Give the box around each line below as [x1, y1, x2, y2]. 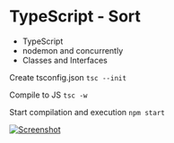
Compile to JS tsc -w [9, 89, 88, 100]
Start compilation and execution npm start [9, 106, 166, 117]
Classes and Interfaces [22, 55, 108, 65]
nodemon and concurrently [22, 45, 124, 55]
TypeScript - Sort [9, 6, 142, 27]
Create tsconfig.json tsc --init [9, 71, 127, 82]
